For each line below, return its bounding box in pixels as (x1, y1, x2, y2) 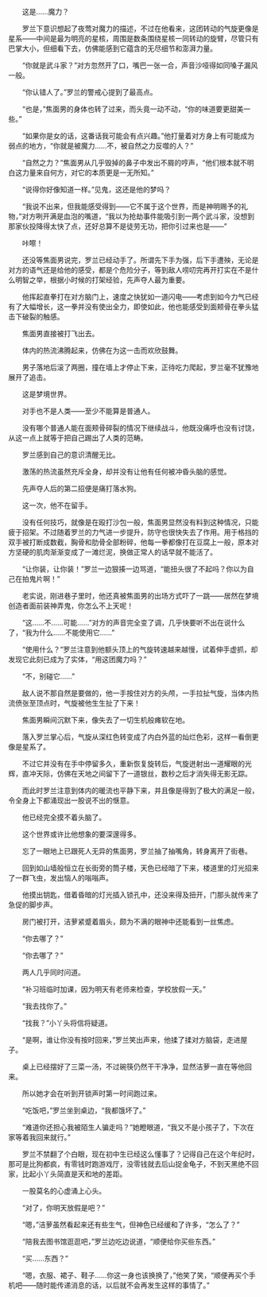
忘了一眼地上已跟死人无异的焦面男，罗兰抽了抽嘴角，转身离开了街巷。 (21, 846, 252, 856)
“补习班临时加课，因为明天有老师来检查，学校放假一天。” (21, 985, 207, 993)
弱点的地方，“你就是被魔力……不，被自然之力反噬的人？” (8, 141, 194, 150)
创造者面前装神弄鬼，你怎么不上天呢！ (8, 601, 133, 610)
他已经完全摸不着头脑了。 (21, 813, 106, 822)
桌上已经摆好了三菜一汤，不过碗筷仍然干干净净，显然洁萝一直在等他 (21, 1062, 245, 1071)
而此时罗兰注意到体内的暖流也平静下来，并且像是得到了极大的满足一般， (21, 786, 259, 795)
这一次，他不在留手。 (21, 501, 92, 510)
